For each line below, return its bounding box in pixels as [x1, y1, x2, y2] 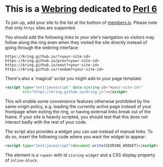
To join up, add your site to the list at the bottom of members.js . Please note [5, 20, 158, 25]
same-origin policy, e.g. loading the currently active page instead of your [5, 104, 152, 109]
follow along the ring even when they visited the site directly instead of [5, 39, 147, 45]
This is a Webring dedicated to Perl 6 [5, 3, 157, 15]
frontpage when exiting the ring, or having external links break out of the [5, 108, 151, 114]
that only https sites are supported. [5, 24, 77, 30]
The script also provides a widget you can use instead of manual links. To [5, 128, 153, 134]
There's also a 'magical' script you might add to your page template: [5, 75, 143, 81]
